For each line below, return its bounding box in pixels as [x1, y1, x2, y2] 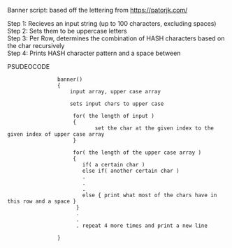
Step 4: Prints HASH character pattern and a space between [7, 49, 181, 57]
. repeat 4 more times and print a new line [75, 222, 208, 229]
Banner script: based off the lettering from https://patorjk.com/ [7, 6, 188, 14]
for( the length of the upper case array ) [73, 149, 201, 156]
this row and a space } [7, 198, 77, 205]
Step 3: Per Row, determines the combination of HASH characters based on [7, 34, 225, 42]
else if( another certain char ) [82, 167, 180, 174]
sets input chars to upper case [69, 100, 164, 107]
